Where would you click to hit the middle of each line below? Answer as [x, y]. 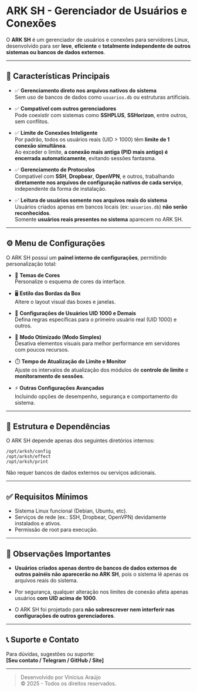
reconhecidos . [33, 213]
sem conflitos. [32, 121]
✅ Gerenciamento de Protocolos [55, 170]
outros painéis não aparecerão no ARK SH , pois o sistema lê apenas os [101, 574]
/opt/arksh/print [27, 462]
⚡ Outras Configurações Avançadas [59, 388]
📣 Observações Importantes [59, 554]
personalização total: [31, 264]
